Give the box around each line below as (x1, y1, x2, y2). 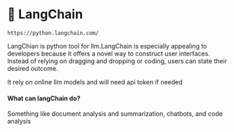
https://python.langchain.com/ (7, 29, 99, 37)
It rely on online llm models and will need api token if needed (7, 77, 183, 86)
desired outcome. (7, 64, 58, 72)
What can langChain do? (7, 94, 81, 103)
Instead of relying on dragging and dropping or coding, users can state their (7, 56, 227, 65)
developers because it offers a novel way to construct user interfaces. (7, 49, 211, 58)
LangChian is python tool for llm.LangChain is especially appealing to (7, 41, 207, 50)
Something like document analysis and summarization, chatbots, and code (7, 110, 223, 118)
